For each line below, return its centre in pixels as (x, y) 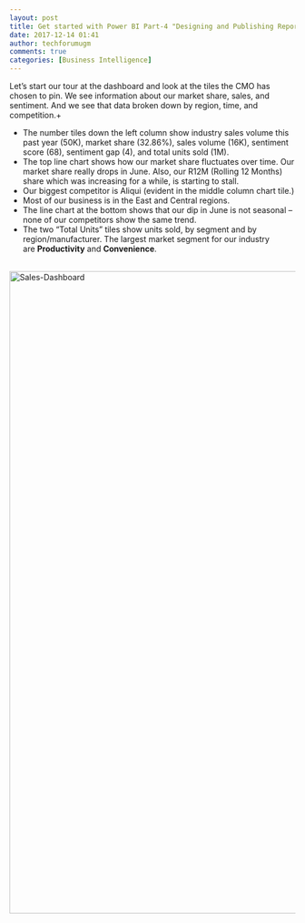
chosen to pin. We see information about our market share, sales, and (140, 96)
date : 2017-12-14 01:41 (54, 35)
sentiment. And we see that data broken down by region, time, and (134, 105)
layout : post (34, 18)
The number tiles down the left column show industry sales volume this (156, 132)
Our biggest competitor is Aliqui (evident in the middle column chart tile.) (158, 191)
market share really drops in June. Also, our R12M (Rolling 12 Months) (152, 171)
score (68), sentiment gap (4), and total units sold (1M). (126, 152)
